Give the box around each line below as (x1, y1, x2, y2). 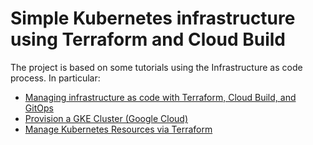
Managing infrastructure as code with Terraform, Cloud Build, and (24, 91, 297, 103)
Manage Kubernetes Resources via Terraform (24, 123, 213, 135)
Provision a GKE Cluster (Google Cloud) (24, 112, 189, 124)
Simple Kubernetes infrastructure (10, 7, 296, 30)
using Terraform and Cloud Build (10, 28, 286, 51)
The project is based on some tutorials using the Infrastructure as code (10, 61, 303, 73)
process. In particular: (10, 72, 101, 84)
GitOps (24, 102, 54, 114)
